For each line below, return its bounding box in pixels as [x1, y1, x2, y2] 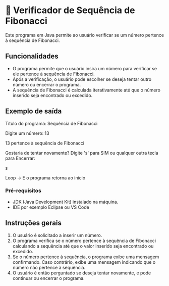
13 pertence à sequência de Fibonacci [5, 140, 85, 146]
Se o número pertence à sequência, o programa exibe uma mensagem [12, 254, 159, 260]
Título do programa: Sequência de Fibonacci [5, 120, 98, 126]
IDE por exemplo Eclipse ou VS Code [12, 204, 89, 210]
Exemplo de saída [5, 107, 62, 116]
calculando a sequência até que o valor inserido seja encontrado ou [12, 243, 154, 249]
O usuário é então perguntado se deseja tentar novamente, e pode [12, 270, 151, 276]
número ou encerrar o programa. [12, 81, 81, 87]
